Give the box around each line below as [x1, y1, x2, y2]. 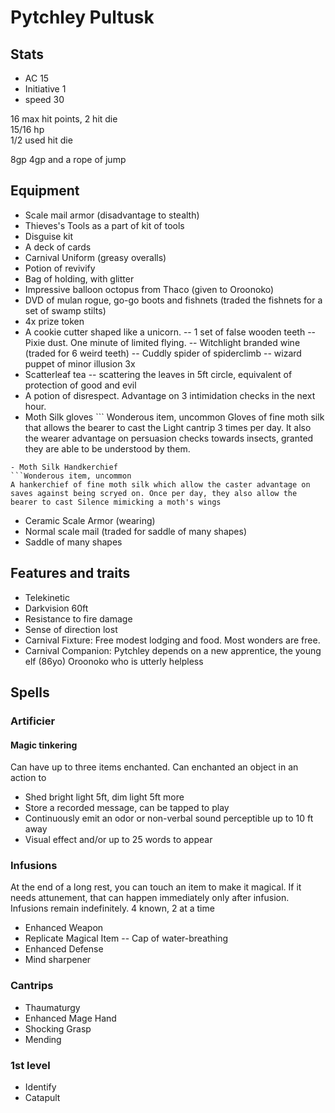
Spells [10, 684, 50, 701]
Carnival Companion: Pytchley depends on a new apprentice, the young [24, 644, 322, 656]
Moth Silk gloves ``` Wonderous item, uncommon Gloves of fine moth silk [24, 411, 325, 423]
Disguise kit [24, 230, 74, 242]
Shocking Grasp [24, 1022, 92, 1035]
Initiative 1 [24, 83, 67, 95]
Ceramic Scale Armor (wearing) [24, 514, 156, 526]
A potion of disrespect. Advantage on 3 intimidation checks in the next [24, 389, 316, 401]
